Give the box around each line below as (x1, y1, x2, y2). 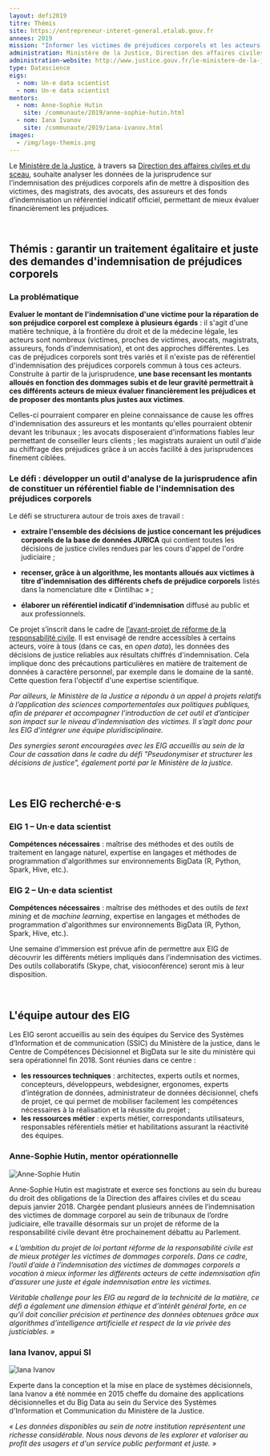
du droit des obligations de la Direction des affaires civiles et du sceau (9, 1193, 241, 1202)
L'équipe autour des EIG (9, 1008, 131, 1022)
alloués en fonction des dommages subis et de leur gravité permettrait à (9, 378, 254, 388)
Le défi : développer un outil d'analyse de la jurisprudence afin (9, 473, 258, 484)
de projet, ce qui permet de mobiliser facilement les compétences (20, 1096, 239, 1106)
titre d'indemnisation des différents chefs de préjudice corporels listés (20, 576, 260, 586)
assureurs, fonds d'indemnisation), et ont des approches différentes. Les (9, 344, 249, 353)
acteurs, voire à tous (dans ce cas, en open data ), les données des (9, 641, 230, 651)
